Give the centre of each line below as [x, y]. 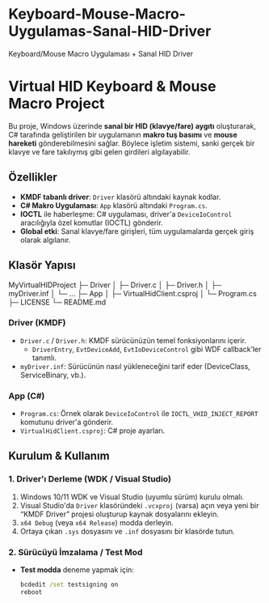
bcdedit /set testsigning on [69, 585]
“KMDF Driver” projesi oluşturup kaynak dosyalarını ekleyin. [120, 514]
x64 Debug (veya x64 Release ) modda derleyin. [97, 522]
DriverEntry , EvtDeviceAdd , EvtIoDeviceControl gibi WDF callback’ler [147, 349]
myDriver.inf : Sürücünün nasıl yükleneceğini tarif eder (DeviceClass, [135, 366]
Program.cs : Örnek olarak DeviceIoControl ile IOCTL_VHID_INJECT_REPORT [139, 414]
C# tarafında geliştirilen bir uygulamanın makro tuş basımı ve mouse [123, 134]
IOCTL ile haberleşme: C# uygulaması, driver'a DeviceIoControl [126, 214]
